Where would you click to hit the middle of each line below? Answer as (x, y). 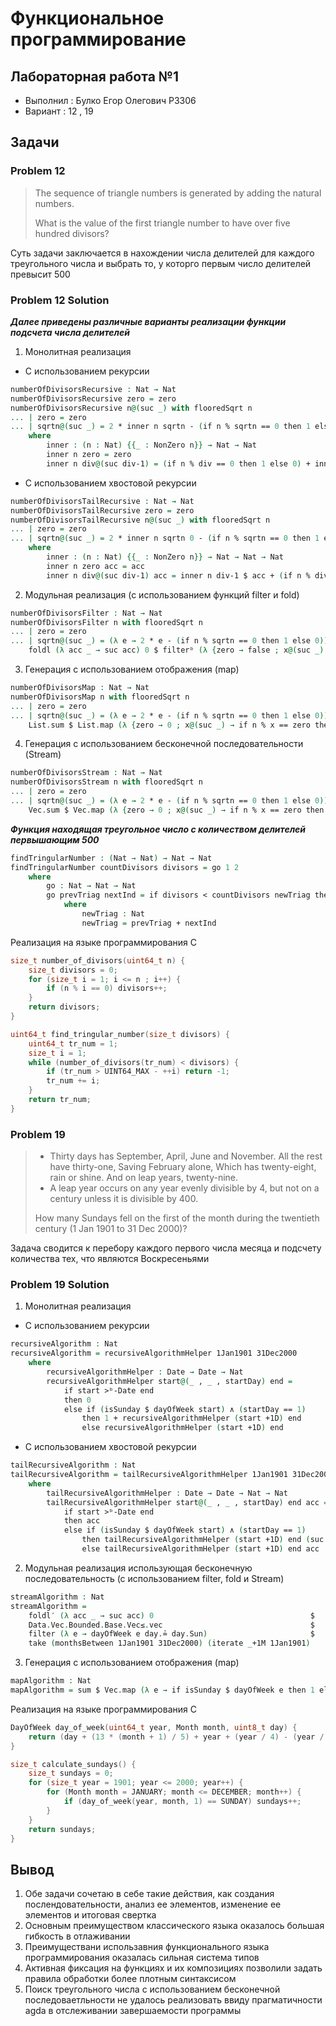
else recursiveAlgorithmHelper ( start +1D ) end (182, 1428)
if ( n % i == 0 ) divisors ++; (107, 988)
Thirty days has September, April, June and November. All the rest (186, 1156)
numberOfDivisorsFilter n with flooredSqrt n (106, 622)
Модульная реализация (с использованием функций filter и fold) (162, 594)
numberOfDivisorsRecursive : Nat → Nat (93, 389)
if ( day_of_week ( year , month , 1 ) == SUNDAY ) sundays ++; (182, 1802)
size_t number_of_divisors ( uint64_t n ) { (98, 960)
